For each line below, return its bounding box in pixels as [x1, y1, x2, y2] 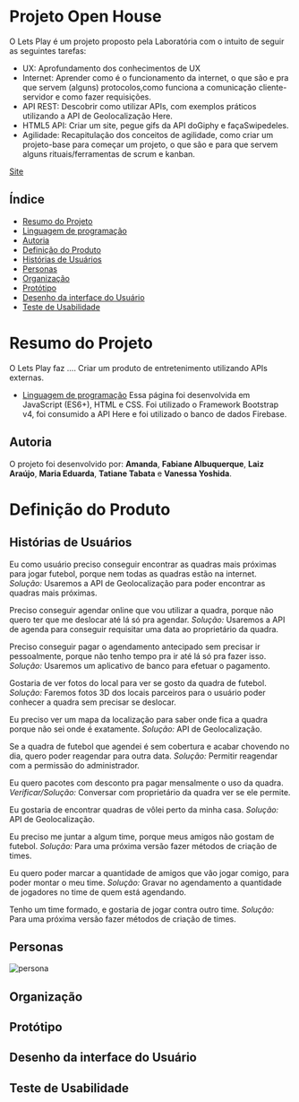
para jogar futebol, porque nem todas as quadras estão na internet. [9, 568, 257, 579]
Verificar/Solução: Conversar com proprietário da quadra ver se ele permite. [9, 786, 291, 797]
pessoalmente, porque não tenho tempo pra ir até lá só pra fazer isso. [9, 650, 267, 661]
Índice [9, 192, 45, 207]
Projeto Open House [9, 6, 162, 27]
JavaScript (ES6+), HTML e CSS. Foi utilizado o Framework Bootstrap [21, 399, 279, 410]
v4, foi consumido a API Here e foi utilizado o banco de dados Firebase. [21, 408, 287, 419]
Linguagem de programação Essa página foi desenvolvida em [21, 389, 251, 400]
